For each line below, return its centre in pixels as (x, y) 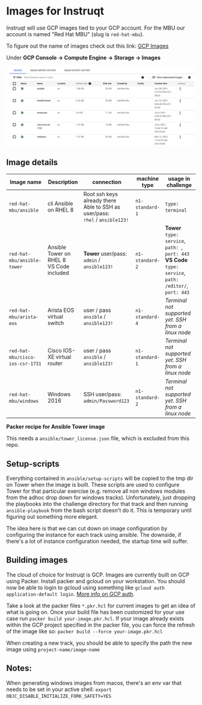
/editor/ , (176, 285)
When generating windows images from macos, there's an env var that (94, 683)
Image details (32, 163)
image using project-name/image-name (53, 649)
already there (100, 200)
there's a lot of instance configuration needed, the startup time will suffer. (97, 541)
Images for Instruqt (55, 11)
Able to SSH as (102, 207)
